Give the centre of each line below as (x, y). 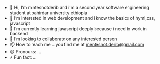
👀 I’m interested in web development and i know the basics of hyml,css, (82, 18)
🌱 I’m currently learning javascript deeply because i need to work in (78, 29)
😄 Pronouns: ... (26, 51)
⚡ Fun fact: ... (23, 57)
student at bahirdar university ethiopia (48, 13)
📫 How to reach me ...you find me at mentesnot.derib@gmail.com (77, 45)
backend (19, 34)
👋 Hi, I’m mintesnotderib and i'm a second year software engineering (79, 8)
